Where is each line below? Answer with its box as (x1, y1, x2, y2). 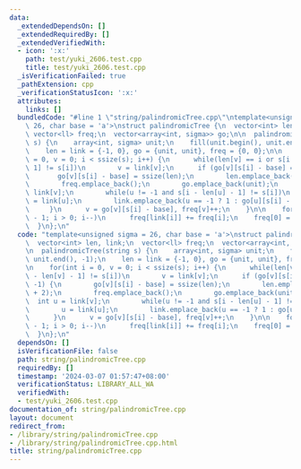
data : (9, 13, 30, 22)
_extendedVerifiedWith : (17, 38, 106, 48)
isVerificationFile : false (17, 346, 118, 355)
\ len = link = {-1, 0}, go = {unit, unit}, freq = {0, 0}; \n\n (25, 146, 282, 155)
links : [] (25, 105, 63, 114)
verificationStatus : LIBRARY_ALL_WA (17, 380, 154, 389)
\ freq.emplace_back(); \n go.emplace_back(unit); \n (25, 180, 279, 189)
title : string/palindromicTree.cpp (9, 447, 142, 456)
